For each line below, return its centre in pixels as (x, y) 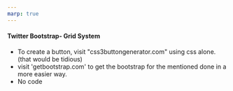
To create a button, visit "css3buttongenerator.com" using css (107, 51)
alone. (207, 51)
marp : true (23, 14)
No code (30, 81)
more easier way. (42, 73)
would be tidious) (57, 59)
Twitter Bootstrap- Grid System (54, 36)
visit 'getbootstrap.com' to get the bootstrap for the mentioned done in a (122, 66)
